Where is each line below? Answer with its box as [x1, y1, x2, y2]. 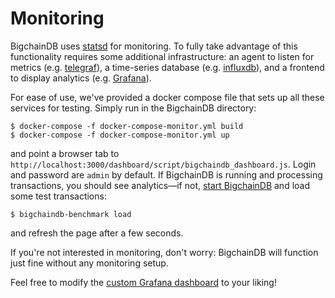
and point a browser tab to [10, 147, 120, 159]
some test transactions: [10, 190, 107, 202]
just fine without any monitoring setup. [10, 257, 169, 269]
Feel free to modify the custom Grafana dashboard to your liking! [10, 276, 277, 288]
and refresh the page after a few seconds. [10, 227, 184, 239]
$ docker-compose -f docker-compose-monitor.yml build [10, 121, 244, 131]
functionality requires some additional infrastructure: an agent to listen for [10, 50, 315, 62]
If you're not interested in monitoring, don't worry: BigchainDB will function [10, 246, 319, 258]
